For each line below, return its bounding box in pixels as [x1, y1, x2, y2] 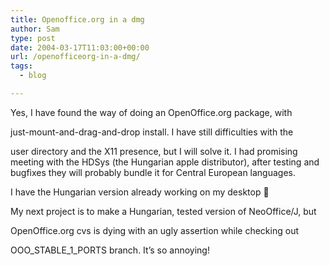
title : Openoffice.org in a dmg [10, 14, 145, 25]
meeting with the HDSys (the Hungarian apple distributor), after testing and [10, 156, 320, 168]
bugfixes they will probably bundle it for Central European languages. [10, 166, 297, 178]
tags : [10, 61, 33, 71]
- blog [19, 71, 47, 81]
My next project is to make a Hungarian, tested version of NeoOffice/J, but [10, 205, 317, 217]
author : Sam [10, 24, 60, 34]
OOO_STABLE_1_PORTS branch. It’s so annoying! [10, 244, 210, 256]
